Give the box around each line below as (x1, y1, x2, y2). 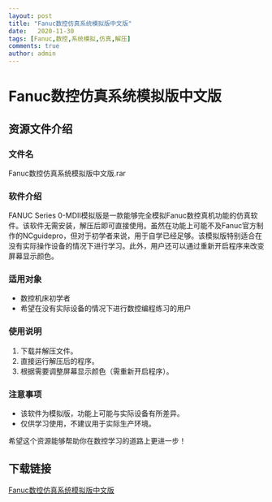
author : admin (8, 50, 57, 58)
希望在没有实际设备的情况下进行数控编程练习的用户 (19, 304, 192, 314)
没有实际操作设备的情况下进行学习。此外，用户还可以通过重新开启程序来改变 (8, 241, 265, 251)
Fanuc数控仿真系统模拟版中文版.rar (8, 168, 126, 178)
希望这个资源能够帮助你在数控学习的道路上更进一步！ (8, 436, 187, 446)
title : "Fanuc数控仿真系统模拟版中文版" (8, 19, 132, 28)
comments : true (8, 42, 60, 50)
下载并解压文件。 (19, 346, 78, 356)
